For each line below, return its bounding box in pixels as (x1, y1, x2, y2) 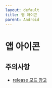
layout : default (5, 7, 39, 13)
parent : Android (5, 17, 39, 22)
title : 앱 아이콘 (5, 12, 38, 17)
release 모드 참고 (12, 77, 47, 83)
